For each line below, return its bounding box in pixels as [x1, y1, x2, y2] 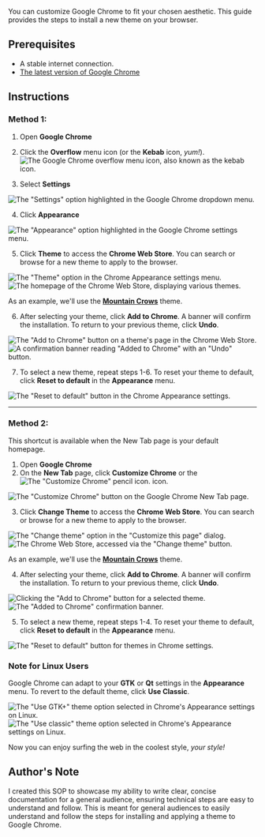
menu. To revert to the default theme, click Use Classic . [8, 687, 190, 696]
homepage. [8, 444, 46, 453]
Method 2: [8, 418, 49, 429]
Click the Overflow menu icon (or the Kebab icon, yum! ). [19, 147, 205, 156]
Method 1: [8, 114, 47, 125]
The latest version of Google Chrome [19, 67, 140, 77]
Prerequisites [8, 38, 76, 51]
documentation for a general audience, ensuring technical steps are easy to [8, 794, 255, 804]
